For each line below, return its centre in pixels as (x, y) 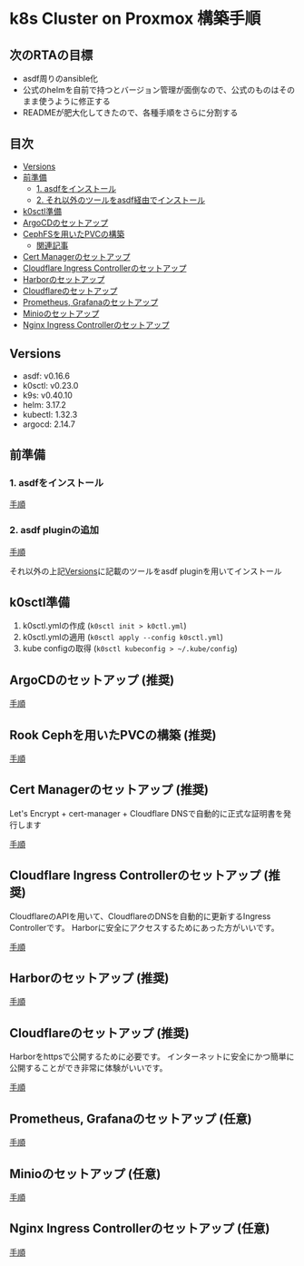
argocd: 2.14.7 (49, 424)
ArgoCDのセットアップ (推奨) (92, 680)
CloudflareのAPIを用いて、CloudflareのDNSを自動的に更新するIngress (140, 916)
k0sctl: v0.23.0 (50, 385)
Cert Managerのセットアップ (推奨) (109, 790)
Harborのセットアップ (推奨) (89, 979)
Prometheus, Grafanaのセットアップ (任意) (131, 1118)
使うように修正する (74, 101)
